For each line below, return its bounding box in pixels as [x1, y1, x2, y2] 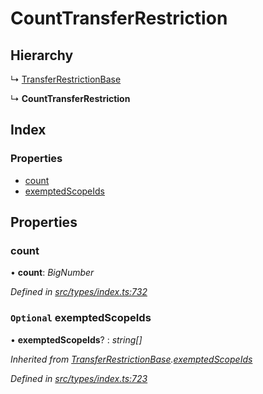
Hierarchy [10, 47, 74, 64]
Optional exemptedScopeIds [10, 311, 152, 325]
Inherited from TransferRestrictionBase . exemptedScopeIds [10, 353, 253, 365]
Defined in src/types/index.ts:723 [10, 372, 148, 384]
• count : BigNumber [10, 267, 95, 279]
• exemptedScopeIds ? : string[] [10, 333, 143, 346]
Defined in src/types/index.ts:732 [10, 286, 148, 298]
